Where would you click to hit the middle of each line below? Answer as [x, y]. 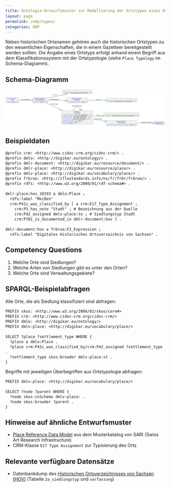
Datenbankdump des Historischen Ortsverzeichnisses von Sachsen [83, 474]
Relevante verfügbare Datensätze [60, 461]
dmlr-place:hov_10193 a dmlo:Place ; [45, 194]
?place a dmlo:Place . [34, 342]
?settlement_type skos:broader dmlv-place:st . [61, 357]
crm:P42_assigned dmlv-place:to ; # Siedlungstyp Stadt [75, 214]
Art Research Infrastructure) [42, 440]
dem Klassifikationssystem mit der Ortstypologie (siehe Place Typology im [83, 58]
